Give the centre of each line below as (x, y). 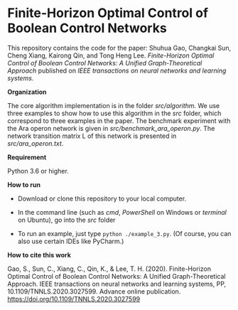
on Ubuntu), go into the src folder (66, 220)
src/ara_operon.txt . (36, 143)
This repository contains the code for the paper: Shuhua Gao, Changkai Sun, (119, 48)
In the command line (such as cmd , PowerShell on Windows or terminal (122, 212)
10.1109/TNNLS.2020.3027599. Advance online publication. (94, 291)
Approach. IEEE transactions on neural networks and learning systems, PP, (117, 284)
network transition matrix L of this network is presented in (92, 136)
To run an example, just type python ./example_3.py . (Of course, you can (124, 233)
